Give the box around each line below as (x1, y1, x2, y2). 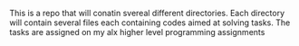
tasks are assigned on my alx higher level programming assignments (9, 27, 265, 37)
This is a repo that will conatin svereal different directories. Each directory (9, 8, 285, 18)
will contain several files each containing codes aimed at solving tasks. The (9, 17, 291, 28)
